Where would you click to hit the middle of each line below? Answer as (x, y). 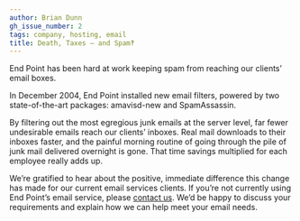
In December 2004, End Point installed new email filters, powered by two (145, 96)
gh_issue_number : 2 (46, 26)
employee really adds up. (56, 161)
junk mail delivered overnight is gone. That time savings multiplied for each (149, 152)
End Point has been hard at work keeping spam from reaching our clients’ (145, 69)
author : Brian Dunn (46, 18)
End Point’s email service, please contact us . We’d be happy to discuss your (150, 198)
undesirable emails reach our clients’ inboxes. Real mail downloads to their (148, 133)
